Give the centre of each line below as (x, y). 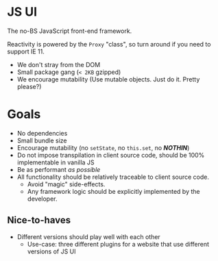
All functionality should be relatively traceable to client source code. (113, 177)
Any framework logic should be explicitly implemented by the (113, 191)
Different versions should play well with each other (89, 236)
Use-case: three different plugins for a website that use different (118, 244)
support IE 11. (26, 51)
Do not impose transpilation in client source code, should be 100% (111, 155)
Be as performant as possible (59, 169)
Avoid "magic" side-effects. (66, 184)
